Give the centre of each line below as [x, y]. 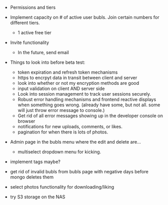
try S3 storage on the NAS [38, 197]
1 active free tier [35, 32]
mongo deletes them [32, 177]
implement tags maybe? [35, 162]
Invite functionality [30, 42]
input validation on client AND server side [61, 88]
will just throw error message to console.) [61, 110]
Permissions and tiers [33, 7]
